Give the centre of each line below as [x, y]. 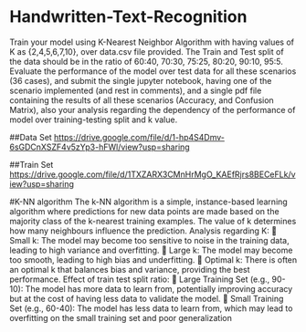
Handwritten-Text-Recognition [128, 17]
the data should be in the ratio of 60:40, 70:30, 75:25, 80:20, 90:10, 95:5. [146, 61]
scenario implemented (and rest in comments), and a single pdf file [136, 90]
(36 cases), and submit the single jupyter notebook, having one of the [141, 80]
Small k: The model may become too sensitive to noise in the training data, [149, 240]
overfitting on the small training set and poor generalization [121, 317]
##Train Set [32, 164]
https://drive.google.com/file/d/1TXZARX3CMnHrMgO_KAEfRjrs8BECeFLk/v [153, 174]
